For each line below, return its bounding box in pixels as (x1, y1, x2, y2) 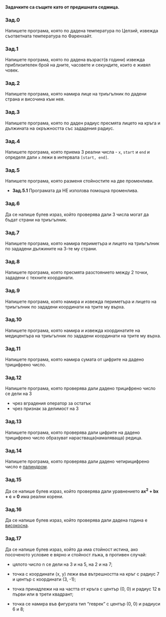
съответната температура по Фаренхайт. (5, 33, 93, 39)
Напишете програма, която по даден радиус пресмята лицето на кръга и (5, 120, 161, 126)
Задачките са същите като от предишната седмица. (5, 4, 120, 10)
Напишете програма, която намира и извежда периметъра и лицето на (5, 299, 157, 305)
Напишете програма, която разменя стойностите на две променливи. (5, 178, 154, 184)
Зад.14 (5, 447, 22, 454)
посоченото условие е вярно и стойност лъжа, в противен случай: (5, 551, 147, 557)
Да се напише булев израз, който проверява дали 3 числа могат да (5, 211, 149, 217)
